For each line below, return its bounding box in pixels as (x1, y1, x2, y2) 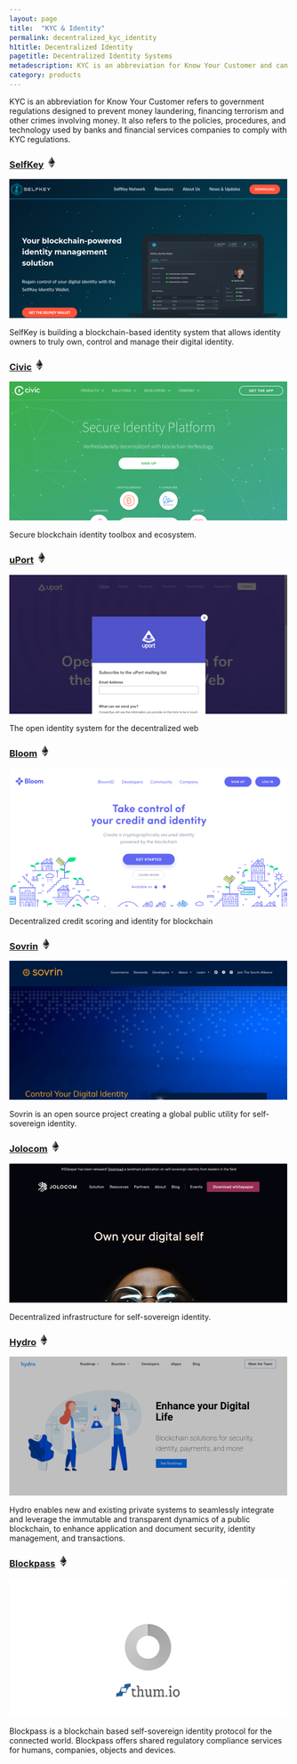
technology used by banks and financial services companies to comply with (9, 125, 287, 135)
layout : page (9, 14, 58, 23)
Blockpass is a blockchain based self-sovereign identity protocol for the (9, 1726, 273, 1736)
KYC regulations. (9, 133, 71, 144)
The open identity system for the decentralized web (9, 722, 199, 733)
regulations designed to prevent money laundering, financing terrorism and (9, 105, 285, 116)
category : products (9, 71, 82, 80)
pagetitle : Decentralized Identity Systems (9, 52, 173, 61)
